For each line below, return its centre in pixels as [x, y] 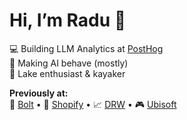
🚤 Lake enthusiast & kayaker [67, 73]
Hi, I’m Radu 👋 [68, 20]
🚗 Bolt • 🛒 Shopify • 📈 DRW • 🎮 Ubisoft [93, 104]
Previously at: [39, 93]
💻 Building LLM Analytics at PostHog [86, 48]
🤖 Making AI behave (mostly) [69, 63]
